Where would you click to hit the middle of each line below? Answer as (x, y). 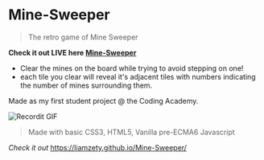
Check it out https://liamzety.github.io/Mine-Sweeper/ (98, 147)
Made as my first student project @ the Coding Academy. (103, 101)
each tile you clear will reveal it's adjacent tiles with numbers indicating (138, 76)
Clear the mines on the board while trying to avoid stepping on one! (132, 68)
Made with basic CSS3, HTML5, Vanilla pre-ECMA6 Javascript (131, 132)
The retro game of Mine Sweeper (83, 37)
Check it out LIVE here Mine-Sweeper (72, 52)
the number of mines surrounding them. (86, 85)
